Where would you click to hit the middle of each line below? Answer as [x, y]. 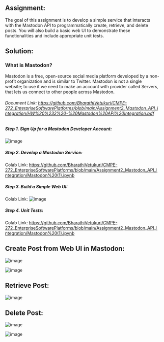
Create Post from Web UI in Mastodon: [65, 249]
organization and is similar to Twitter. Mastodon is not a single [80, 81]
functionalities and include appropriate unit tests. [55, 35]
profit [11, 81]
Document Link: [21, 103]
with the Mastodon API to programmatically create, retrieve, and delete [77, 25]
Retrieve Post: [27, 286]
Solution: [19, 51]
